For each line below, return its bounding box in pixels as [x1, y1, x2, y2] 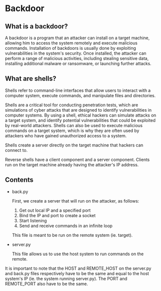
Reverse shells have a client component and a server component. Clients [5, 157, 150, 162]
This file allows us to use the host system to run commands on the [12, 251, 144, 257]
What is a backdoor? [5, 22, 68, 30]
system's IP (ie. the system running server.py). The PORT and [5, 276, 128, 281]
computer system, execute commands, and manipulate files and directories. [5, 92, 156, 98]
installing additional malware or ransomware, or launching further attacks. [5, 61, 152, 66]
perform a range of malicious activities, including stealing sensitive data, [5, 56, 149, 61]
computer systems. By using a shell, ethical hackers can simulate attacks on [5, 112, 157, 118]
